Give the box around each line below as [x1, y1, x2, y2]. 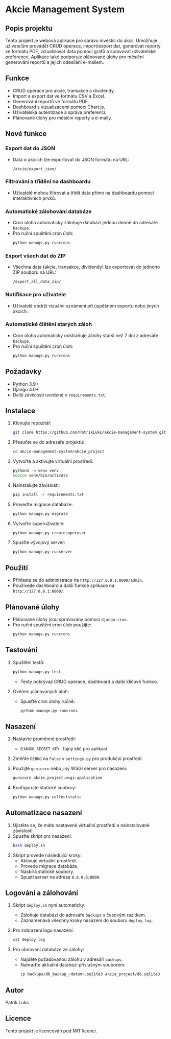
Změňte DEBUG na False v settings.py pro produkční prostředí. [12, 755, 143, 762]
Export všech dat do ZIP [5, 252, 66, 259]
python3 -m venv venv [12, 468, 59, 474]
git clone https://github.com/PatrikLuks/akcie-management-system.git [12, 430, 166, 435]
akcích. [12, 308, 28, 314]
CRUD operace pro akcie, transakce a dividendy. [12, 87, 115, 93]
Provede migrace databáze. [20, 863, 79, 869]
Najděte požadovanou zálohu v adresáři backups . [20, 956, 123, 962]
